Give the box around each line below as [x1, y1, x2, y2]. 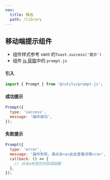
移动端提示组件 [5, 37, 52, 46]
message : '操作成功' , [10, 115, 52, 120]
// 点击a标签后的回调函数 [14, 161, 62, 166]
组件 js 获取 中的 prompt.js [12, 58, 67, 64]
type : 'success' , [10, 110, 47, 115]
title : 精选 [10, 12, 34, 17]
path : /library [10, 17, 42, 22]
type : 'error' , [10, 147, 42, 152]
